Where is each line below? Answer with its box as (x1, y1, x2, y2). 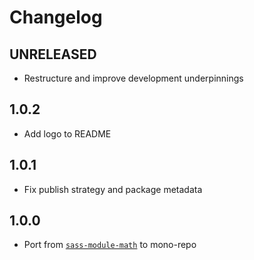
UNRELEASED (9, 46, 97, 63)
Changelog (9, 6, 103, 29)
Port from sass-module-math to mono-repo (23, 239, 197, 251)
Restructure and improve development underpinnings (23, 72, 244, 84)
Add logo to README (23, 127, 112, 140)
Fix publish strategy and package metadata (23, 183, 203, 195)
